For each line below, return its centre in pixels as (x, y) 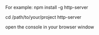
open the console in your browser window (50, 27)
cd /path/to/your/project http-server (43, 17)
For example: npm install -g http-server (47, 7)
